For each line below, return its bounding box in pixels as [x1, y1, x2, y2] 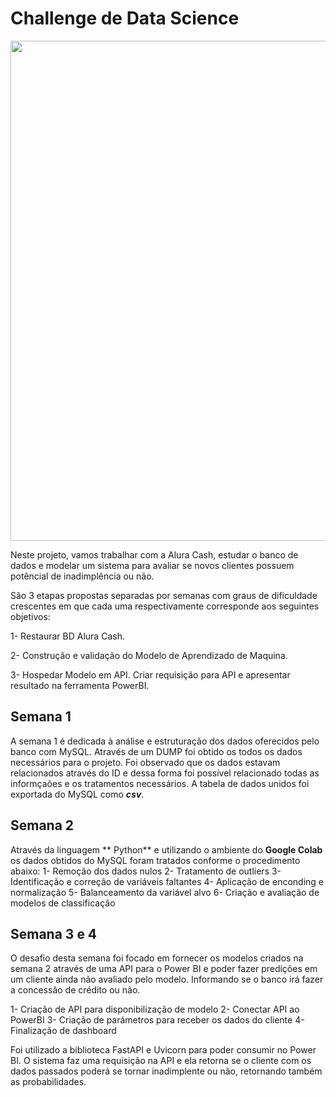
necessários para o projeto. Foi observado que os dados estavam [10, 756, 281, 768]
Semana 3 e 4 [10, 925, 98, 942]
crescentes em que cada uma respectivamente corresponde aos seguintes [10, 600, 320, 612]
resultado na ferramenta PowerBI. [10, 679, 150, 691]
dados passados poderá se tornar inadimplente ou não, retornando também [10, 1065, 323, 1077]
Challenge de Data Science [10, 7, 240, 30]
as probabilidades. [10, 1076, 87, 1088]
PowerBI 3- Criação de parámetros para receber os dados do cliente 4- [10, 1014, 305, 1026]
